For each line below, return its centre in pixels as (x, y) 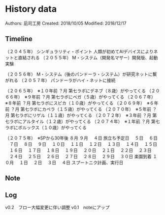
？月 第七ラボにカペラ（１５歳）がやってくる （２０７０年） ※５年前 (81, 109)
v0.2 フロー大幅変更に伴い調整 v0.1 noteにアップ (57, 207)
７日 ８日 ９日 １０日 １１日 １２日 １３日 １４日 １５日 (83, 144)
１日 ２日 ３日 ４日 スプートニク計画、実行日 (71, 162)
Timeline (19, 39)
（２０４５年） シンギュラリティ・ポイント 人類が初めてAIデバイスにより (79, 51)
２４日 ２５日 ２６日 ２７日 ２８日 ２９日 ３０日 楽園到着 (80, 156)
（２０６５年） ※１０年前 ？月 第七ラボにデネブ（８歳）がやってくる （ (78, 91)
